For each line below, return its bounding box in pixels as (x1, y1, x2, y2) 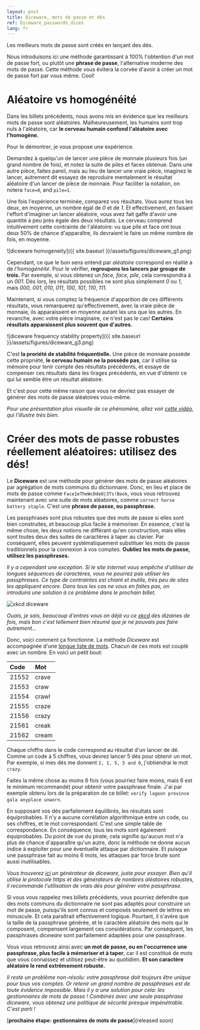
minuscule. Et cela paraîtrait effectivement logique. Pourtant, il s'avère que (7, 913, 189, 920)
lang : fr (7, 25, 28, 32)
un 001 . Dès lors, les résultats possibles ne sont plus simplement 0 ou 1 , (7, 278, 183, 285)
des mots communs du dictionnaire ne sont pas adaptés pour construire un (7, 900, 191, 907)
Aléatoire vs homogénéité (7, 93, 137, 107)
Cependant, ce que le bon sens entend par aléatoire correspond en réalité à (7, 259, 193, 266)
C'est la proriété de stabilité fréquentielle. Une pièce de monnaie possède (7, 351, 191, 358)
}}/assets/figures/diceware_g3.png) (7, 339, 94, 346)
